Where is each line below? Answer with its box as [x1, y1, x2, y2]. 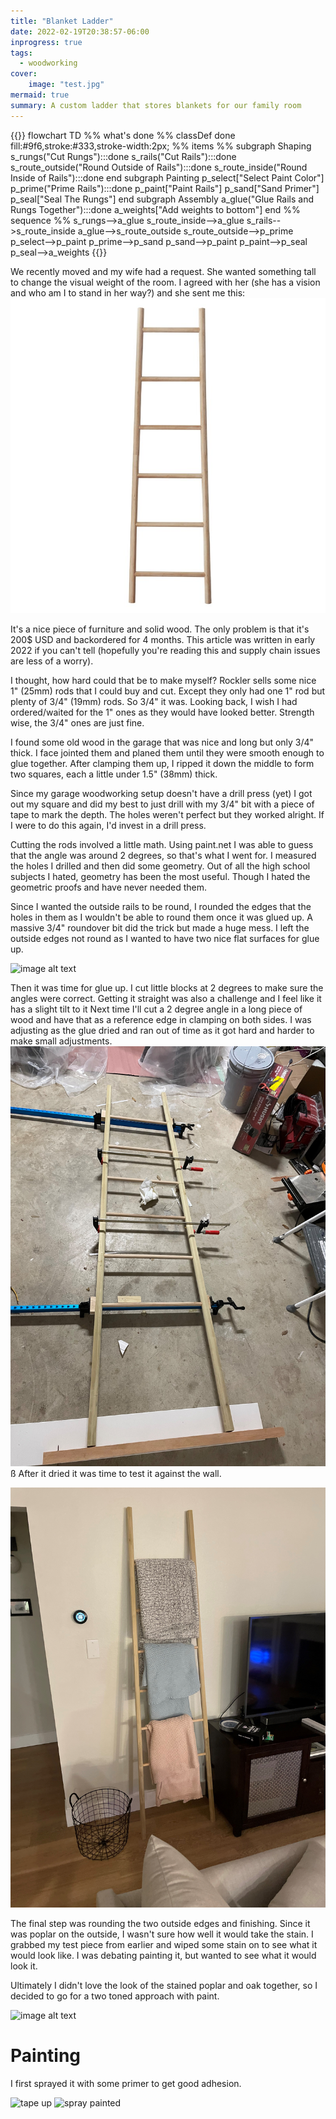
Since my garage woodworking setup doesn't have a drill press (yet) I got [10, 787, 313, 799]
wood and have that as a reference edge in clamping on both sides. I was [10, 1013, 312, 1025]
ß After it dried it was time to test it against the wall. [10, 1467, 222, 1479]
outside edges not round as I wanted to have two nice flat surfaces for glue [10, 932, 320, 944]
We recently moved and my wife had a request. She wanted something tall [10, 265, 317, 277]
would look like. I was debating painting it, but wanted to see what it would [10, 1949, 317, 1961]
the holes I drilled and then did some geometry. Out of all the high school [10, 860, 311, 872]
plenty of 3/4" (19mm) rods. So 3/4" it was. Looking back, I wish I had [10, 695, 298, 707]
